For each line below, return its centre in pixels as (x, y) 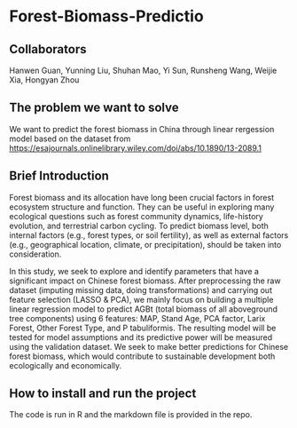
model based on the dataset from (70, 139)
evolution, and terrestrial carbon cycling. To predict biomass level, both (139, 226)
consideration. (35, 254)
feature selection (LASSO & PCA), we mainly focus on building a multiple (141, 299)
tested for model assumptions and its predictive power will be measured (141, 337)
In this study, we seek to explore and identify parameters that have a (134, 271)
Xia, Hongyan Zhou (44, 80)
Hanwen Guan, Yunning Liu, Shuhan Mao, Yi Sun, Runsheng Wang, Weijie (143, 70)
